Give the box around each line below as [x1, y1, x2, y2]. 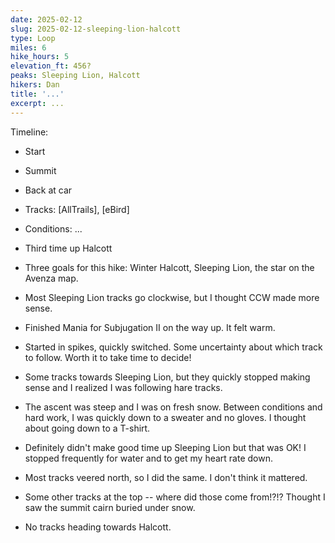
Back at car [24, 184, 73, 196]
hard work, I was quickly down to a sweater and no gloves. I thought [24, 411, 307, 423]
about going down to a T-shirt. [24, 422, 151, 434]
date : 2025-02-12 [10, 14, 83, 25]
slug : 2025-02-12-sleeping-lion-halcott [10, 24, 182, 34]
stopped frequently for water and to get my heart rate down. [24, 452, 274, 464]
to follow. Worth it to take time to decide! [24, 351, 192, 363]
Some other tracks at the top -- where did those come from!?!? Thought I [24, 491, 326, 503]
